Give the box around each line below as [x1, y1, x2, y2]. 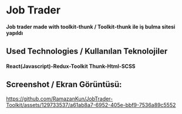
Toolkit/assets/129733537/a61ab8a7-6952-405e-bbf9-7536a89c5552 [6, 101, 176, 108]
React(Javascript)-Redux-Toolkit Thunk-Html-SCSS [6, 63, 136, 70]
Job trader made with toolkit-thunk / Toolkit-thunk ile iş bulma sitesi [6, 23, 176, 30]
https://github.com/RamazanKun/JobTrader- [6, 95, 113, 102]
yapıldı [6, 29, 23, 36]
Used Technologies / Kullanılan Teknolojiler [6, 46, 168, 56]
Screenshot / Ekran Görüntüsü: [6, 80, 122, 89]
